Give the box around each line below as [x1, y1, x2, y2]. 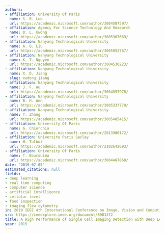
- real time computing [5, 181, 52, 185]
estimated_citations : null [5, 167, 60, 172]
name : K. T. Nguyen [9, 57, 50, 62]
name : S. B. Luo [9, 16, 43, 21]
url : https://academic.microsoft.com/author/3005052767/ [9, 48, 129, 53]
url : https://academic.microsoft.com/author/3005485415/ [9, 116, 129, 122]
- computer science [5, 185, 45, 190]
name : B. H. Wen [9, 99, 43, 104]
